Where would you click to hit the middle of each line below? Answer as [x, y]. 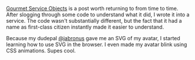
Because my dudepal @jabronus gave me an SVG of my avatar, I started [93, 38]
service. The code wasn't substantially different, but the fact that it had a [94, 21]
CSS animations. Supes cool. [41, 51]
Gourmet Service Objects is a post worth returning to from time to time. [92, 8]
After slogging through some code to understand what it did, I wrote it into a [98, 15]
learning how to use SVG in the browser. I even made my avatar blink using [97, 44]
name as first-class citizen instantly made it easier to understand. [85, 27]
